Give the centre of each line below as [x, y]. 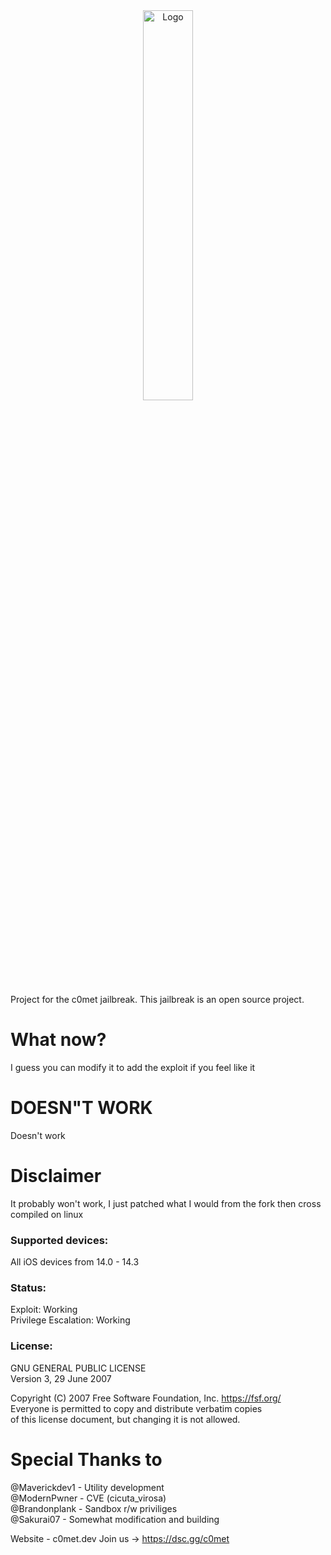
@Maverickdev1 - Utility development [87, 1487]
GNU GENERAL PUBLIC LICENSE [78, 1368]
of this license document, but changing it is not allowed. [125, 1419]
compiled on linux [47, 1214]
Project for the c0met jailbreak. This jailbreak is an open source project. [157, 999]
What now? [58, 1040]
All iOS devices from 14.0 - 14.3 [75, 1262]
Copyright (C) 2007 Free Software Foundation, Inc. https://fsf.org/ [146, 1398]
